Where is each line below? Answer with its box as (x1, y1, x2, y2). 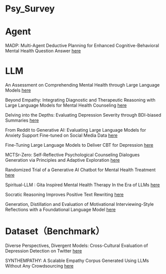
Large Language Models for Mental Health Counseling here (5, 102, 127, 108)
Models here (5, 87, 31, 93)
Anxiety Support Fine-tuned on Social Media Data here (5, 132, 118, 138)
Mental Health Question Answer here (5, 48, 81, 54)
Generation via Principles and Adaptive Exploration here (5, 157, 120, 163)
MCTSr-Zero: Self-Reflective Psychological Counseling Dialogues (5, 152, 140, 158)
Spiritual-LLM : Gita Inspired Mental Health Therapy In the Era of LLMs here (5, 182, 161, 188)
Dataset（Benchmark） (5, 226, 105, 237)
